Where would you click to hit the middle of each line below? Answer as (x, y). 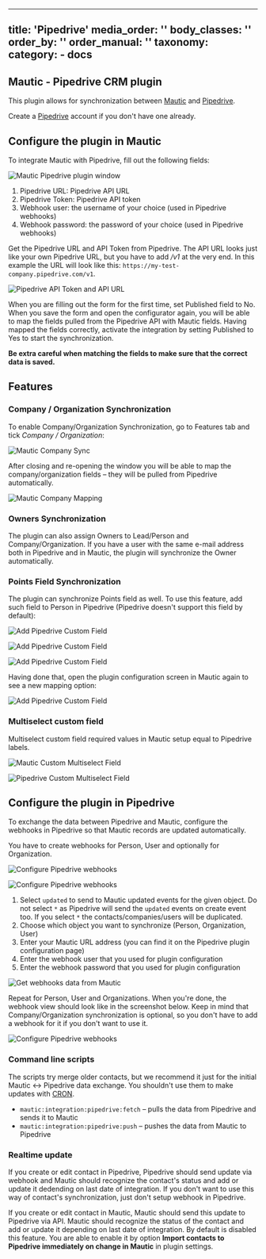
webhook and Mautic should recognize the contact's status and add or (123, 1181)
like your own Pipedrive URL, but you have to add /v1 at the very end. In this (131, 257)
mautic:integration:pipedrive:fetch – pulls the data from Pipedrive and (138, 1109)
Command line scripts (51, 1059)
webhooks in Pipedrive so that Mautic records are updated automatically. (127, 830)
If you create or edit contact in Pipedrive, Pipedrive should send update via (130, 1172)
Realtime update (40, 1154)
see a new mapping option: (53, 686)
